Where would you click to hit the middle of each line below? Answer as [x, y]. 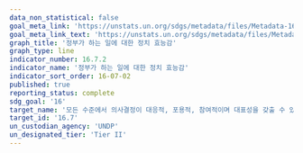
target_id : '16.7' [44, 118]
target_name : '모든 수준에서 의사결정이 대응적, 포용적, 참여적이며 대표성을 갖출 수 [147, 110]
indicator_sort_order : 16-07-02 [70, 76]
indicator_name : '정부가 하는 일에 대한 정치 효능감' [99, 68]
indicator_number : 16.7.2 [58, 59]
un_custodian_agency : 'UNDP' [64, 127]
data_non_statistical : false [64, 18]
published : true [40, 85]
